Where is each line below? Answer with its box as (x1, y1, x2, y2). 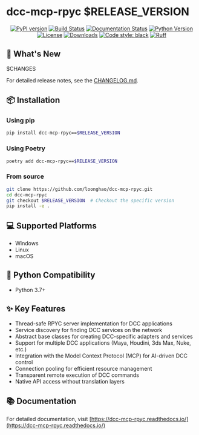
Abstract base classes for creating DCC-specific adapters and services (15, 333, 194, 340)
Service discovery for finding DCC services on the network (15, 326, 163, 333)
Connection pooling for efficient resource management (15, 365, 152, 372)
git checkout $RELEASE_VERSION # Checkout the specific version (6, 198, 174, 204)
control (15, 358, 33, 365)
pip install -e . (6, 203, 50, 209)
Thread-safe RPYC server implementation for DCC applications (15, 320, 172, 327)
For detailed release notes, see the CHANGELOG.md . (6, 76, 139, 84)
